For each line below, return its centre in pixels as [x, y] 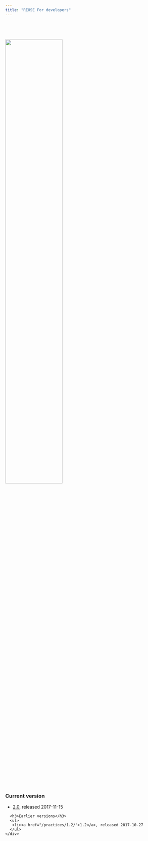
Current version [25, 796]
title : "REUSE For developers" [38, 10]
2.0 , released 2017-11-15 [38, 807]
